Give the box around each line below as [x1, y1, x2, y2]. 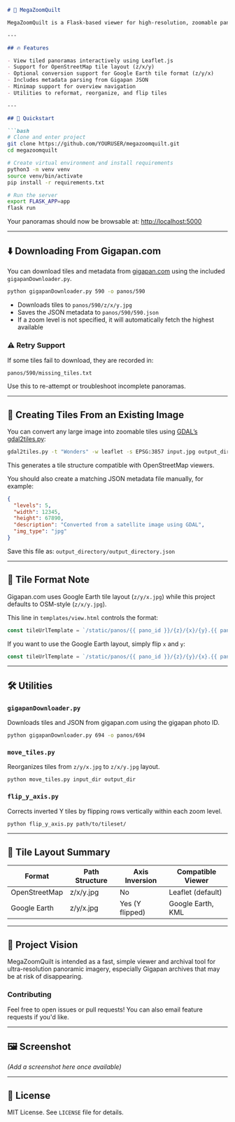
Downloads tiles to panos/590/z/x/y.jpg [17, 301, 133, 309]
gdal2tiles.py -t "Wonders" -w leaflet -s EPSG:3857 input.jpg [7, 448, 196, 455]
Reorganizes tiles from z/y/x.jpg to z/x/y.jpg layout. [7, 763, 160, 771]
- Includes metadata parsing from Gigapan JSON [7, 77, 149, 84]
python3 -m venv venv [7, 166, 71, 173]
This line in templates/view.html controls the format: [7, 613, 159, 621]
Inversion [124, 876, 157, 886]
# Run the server [7, 192, 58, 199]
